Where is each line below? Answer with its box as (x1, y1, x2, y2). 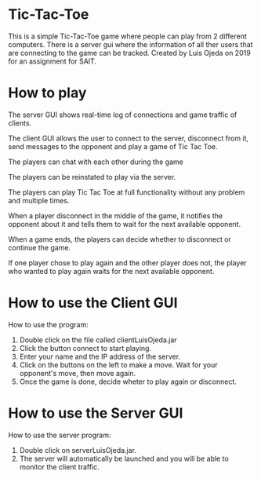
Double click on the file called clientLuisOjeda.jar (19, 335, 178, 345)
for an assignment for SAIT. (8, 57, 96, 66)
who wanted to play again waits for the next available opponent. (8, 266, 215, 275)
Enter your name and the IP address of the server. (19, 352, 181, 361)
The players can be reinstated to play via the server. (8, 172, 176, 181)
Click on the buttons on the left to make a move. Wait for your (19, 359, 218, 370)
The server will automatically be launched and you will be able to (19, 454, 229, 463)
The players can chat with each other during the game (8, 157, 184, 166)
